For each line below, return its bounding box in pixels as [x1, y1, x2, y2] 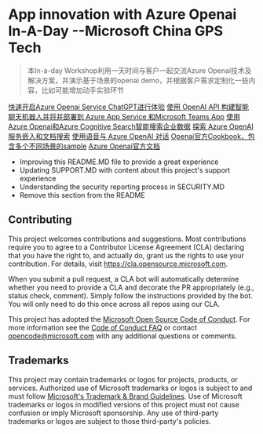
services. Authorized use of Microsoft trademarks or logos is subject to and [8, 383, 253, 392]
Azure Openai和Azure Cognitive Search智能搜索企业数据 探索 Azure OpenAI [8, 122, 254, 131]
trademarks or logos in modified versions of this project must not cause [8, 399, 239, 409]
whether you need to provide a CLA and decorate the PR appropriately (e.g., [8, 283, 255, 292]
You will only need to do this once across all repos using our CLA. [8, 299, 221, 308]
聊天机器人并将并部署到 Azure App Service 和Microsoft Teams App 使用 [8, 111, 241, 121]
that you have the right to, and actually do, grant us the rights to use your [8, 250, 245, 260]
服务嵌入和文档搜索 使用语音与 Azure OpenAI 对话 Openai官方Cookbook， [8, 131, 249, 140]
